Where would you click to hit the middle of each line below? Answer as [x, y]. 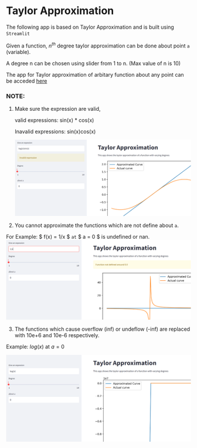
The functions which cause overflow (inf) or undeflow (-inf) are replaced [102, 329]
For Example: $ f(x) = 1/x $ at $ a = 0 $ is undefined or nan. [78, 236]
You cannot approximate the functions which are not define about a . [96, 225]
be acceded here [27, 81]
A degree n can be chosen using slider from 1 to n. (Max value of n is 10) [93, 63]
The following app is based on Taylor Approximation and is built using [90, 27]
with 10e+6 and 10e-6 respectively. [57, 335]
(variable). [18, 52]
